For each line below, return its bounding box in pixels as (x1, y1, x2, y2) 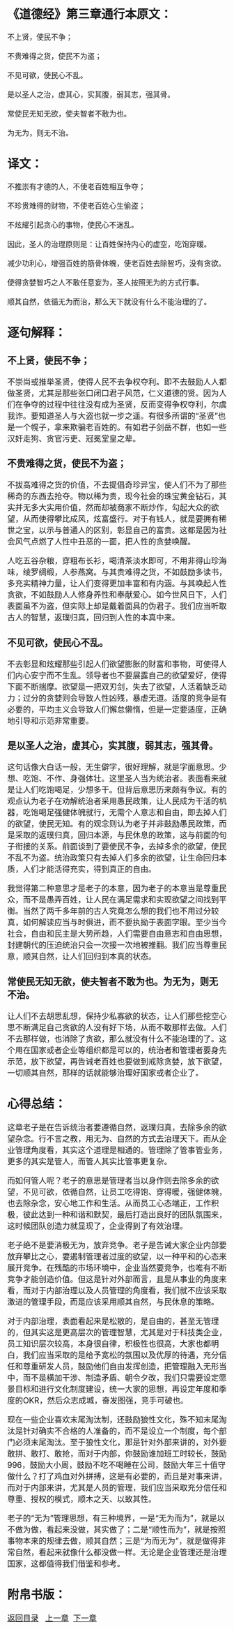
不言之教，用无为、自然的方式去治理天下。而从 (46, 1133, 219, 1144)
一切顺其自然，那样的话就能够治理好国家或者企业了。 (7, 1068, 203, 1078)
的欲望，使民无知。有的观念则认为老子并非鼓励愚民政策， (7, 819, 219, 829)
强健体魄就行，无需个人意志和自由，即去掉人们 (54, 808, 227, 818)
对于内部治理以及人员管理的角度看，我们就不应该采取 (30, 1286, 227, 1295)
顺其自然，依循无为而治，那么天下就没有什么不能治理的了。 (7, 297, 212, 307)
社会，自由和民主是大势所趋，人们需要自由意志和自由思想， (7, 929, 227, 939)
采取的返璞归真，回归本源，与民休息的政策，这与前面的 (15, 831, 219, 840)
